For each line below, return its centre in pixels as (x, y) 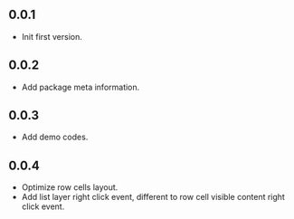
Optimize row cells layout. (70, 187)
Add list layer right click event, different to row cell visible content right (153, 197)
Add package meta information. (81, 87)
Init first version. (52, 36)
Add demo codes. (55, 137)
